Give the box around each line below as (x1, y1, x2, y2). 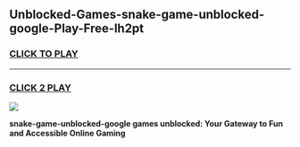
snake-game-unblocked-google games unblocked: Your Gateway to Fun (9, 118, 284, 128)
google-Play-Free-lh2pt (9, 21, 145, 37)
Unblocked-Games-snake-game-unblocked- (9, 7, 265, 22)
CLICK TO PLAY (9, 48, 79, 61)
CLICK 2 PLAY (9, 81, 71, 94)
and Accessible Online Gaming (9, 127, 126, 138)
